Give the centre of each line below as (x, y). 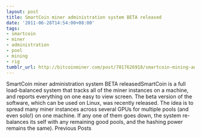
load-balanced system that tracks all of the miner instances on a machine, (98, 91)
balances (17, 122)
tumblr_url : (21, 67)
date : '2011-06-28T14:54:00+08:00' (51, 23)
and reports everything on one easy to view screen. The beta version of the (99, 96)
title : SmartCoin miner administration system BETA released (84, 17)
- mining (17, 56)
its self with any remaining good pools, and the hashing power (106, 122)
